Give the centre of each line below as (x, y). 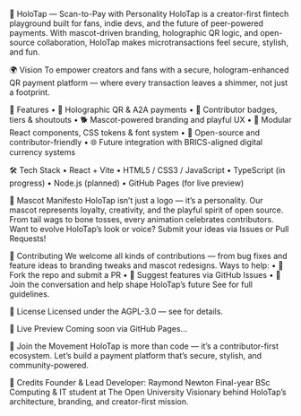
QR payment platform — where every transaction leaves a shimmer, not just (149, 82)
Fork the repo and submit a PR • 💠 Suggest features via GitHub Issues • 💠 (145, 275)
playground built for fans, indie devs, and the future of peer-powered (137, 23)
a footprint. (30, 92)
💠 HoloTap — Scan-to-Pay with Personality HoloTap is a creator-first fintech (149, 14)
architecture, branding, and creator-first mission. (99, 402)
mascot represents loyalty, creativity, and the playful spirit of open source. (146, 210)
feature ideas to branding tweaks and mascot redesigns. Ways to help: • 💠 (146, 265)
